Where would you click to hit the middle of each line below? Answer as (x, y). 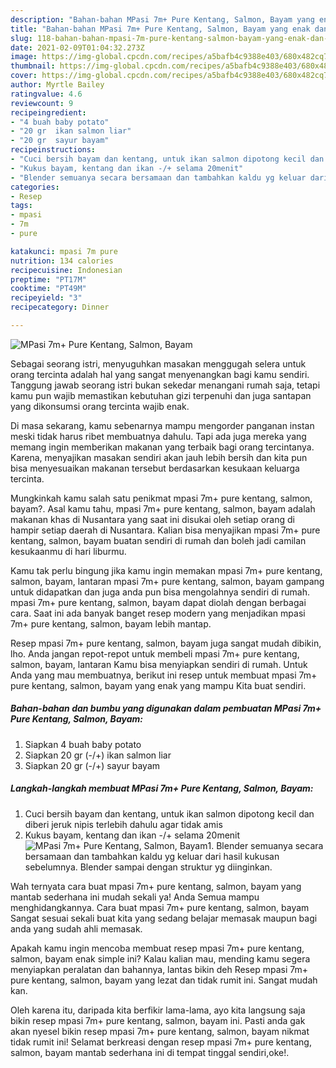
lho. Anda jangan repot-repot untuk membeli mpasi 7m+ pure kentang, (155, 653)
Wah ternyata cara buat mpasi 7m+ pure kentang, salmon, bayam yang (156, 886)
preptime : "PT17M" (48, 279)
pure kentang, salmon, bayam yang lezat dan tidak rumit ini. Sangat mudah (164, 980)
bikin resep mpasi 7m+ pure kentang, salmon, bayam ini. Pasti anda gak (158, 1020)
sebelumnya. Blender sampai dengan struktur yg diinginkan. (148, 867)
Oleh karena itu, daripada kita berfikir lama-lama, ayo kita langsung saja (158, 1010)
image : (24, 57)
